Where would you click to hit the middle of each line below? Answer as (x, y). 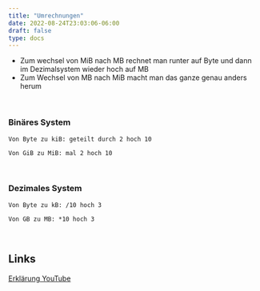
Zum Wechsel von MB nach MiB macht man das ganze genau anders (133, 78)
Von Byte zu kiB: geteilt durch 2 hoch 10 (80, 139)
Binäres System (40, 122)
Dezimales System (45, 189)
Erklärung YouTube (40, 278)
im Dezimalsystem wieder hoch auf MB (84, 70)
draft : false (30, 30)
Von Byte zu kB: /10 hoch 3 (55, 205)
